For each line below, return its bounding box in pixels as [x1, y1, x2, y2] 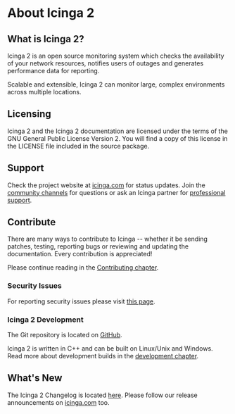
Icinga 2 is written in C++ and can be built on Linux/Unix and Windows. [7, 344, 213, 353]
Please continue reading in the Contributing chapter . [7, 263, 159, 272]
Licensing [7, 108, 51, 120]
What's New [7, 372, 63, 384]
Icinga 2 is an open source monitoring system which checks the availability [7, 51, 224, 60]
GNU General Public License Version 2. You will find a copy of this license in [7, 134, 228, 142]
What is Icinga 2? [7, 33, 84, 45]
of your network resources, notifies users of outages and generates [7, 59, 204, 68]
